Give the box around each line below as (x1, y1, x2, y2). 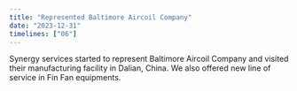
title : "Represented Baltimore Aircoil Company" (9, 12, 192, 22)
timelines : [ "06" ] (9, 29, 77, 38)
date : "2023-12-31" (9, 21, 82, 30)
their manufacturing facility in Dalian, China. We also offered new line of (9, 63, 271, 73)
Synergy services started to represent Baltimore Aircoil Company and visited (9, 54, 289, 64)
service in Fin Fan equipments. (9, 72, 121, 83)
